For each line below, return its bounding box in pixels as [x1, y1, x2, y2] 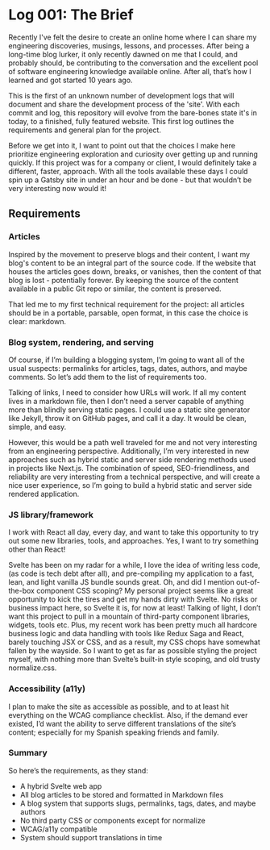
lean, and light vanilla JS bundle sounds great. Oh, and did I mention [8, 577, 235, 587]
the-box [8, 586, 35, 596]
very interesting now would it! [8, 183, 107, 193]
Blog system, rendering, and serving [8, 336, 155, 348]
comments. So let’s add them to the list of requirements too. [8, 372, 207, 381]
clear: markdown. [8, 316, 67, 326]
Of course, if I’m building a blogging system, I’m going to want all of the [8, 355, 245, 365]
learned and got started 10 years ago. [8, 75, 133, 85]
